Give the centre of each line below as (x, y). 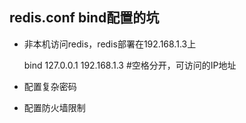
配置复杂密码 (50, 86)
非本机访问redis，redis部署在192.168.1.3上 (110, 44)
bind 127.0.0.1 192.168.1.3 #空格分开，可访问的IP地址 (130, 65)
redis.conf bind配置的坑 (84, 18)
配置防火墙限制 (54, 107)
